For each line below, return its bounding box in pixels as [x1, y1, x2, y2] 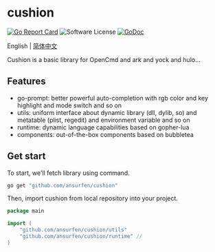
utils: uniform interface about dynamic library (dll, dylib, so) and [16, 108, 197, 116]
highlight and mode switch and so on [16, 101, 122, 109]
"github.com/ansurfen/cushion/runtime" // [19, 233, 143, 240]
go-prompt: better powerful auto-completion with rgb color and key [16, 94, 208, 102]
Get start [7, 150, 46, 162]
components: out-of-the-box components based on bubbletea [16, 130, 194, 138]
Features [7, 76, 46, 87]
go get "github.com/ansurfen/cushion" [7, 182, 118, 189]
